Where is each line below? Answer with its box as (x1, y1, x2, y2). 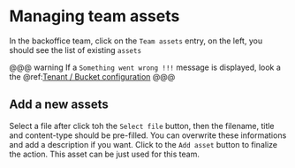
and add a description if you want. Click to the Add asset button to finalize (9, 139, 278, 149)
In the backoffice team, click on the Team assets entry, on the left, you (9, 35, 263, 46)
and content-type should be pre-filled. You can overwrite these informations (9, 130, 287, 141)
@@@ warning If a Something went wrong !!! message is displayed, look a (9, 62, 281, 73)
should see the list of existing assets (9, 44, 142, 55)
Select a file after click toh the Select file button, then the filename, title (9, 120, 276, 131)
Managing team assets (9, 6, 180, 27)
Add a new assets (9, 97, 109, 112)
